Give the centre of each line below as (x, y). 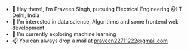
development (28, 28)
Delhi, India (26, 15)
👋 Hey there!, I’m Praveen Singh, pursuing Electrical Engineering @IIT (97, 9)
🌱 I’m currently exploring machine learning (64, 34)
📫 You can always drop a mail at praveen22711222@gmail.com (90, 41)
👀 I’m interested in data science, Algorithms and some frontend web (95, 21)
